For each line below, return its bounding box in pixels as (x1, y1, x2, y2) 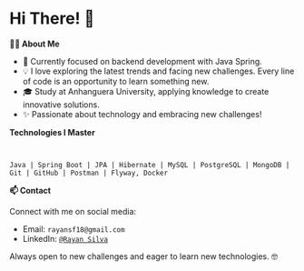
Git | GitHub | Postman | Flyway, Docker (9, 168, 169, 177)
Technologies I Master (9, 126, 95, 137)
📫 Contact (9, 185, 52, 196)
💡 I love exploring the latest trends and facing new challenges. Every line (22, 65, 295, 76)
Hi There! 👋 (9, 8, 95, 29)
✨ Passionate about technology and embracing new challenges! (22, 108, 262, 119)
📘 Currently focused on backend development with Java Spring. (22, 55, 263, 66)
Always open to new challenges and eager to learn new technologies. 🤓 (9, 250, 279, 262)
